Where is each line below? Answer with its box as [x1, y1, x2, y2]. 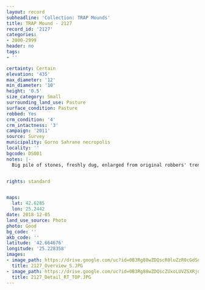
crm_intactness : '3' [6, 122, 59, 128]
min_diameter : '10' [6, 82, 56, 89]
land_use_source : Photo [6, 217, 67, 223]
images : [6, 252, 26, 258]
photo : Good [6, 223, 37, 229]
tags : [6, 49, 20, 55]
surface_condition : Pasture [6, 105, 78, 111]
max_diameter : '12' [6, 77, 56, 83]
